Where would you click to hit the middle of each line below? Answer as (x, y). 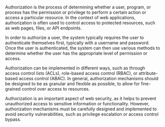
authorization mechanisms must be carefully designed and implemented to (81, 109)
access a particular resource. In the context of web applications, (70, 17)
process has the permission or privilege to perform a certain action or (76, 12)
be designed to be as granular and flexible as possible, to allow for (73, 84)
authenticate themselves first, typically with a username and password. (77, 43)
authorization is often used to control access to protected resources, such (80, 23)
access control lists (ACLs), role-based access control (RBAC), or (71, 73)
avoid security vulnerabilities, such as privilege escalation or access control (82, 114)
